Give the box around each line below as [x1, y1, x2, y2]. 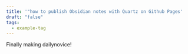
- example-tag [11, 25, 46, 31]
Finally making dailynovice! [6, 41, 72, 48]
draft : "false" [6, 14, 44, 20]
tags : [6, 19, 19, 25]
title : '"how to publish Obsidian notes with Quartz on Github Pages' [6, 8, 183, 15]
